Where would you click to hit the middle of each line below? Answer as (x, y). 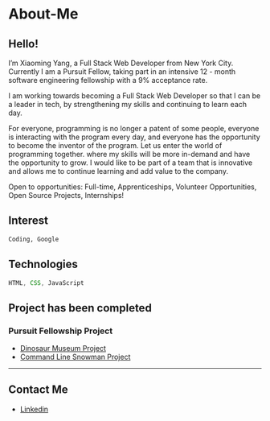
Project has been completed (80, 308)
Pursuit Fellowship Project (61, 331)
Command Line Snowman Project (75, 357)
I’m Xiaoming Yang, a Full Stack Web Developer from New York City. (121, 63)
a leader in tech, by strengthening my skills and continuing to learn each (128, 104)
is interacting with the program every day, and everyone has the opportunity (135, 137)
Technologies (43, 264)
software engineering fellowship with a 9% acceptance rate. (108, 80)
